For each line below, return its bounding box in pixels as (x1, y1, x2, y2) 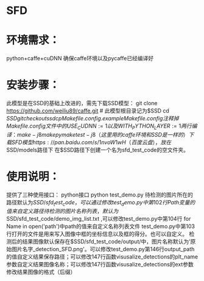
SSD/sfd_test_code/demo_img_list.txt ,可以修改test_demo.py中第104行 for (6, 215, 191, 222)
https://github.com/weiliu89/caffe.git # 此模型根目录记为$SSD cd (6, 107, 169, 114)
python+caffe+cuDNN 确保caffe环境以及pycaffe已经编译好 (6, 55, 154, 62)
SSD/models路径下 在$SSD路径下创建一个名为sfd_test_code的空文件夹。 (6, 146, 189, 153)
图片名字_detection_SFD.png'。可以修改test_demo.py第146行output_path (11, 245, 195, 252)
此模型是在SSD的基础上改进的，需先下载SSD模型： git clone (6, 100, 158, 107)
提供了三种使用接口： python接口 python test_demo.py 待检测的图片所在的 (6, 191, 194, 198)
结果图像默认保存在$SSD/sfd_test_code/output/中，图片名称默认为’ (22, 238, 191, 245)
